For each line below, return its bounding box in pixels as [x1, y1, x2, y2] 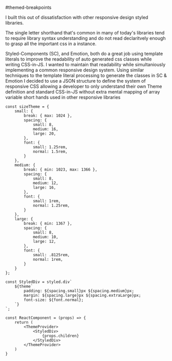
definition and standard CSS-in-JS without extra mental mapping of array [5, 89, 160, 94]
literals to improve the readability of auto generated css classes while [5, 56, 152, 62]
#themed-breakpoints [5, 5, 52, 10]
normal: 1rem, [32, 257, 63, 262]
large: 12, [32, 239, 56, 244]
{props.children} [42, 333, 80, 338]
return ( [14, 320, 33, 325]
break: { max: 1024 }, [24, 113, 72, 118]
